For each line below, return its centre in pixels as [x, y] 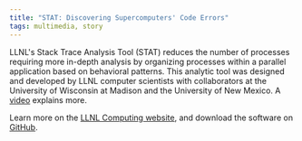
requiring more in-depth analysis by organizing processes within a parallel [148, 61]
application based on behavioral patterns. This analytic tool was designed [147, 71]
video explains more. [49, 99]
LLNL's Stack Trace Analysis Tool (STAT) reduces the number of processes [150, 52]
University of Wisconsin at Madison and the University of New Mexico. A [145, 90]
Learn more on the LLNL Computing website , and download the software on [151, 117]
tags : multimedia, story [56, 26]
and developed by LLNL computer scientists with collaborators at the [138, 80]
